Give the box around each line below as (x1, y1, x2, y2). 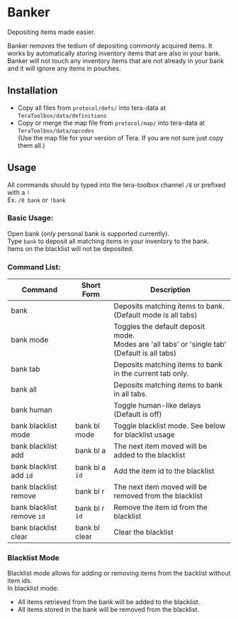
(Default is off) (113, 409, 162, 419)
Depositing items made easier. (7, 28, 96, 36)
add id (11, 471, 33, 481)
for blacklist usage (113, 430, 175, 440)
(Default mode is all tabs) (113, 310, 198, 320)
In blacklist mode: (7, 584, 59, 593)
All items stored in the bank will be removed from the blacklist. (17, 606, 200, 614)
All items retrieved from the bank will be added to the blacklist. (17, 598, 200, 606)
